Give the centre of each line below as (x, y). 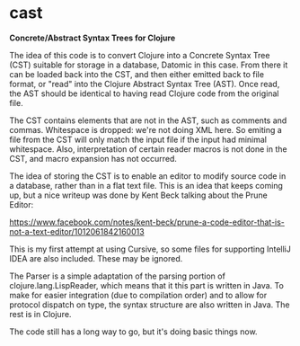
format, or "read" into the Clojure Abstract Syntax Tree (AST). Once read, (145, 84)
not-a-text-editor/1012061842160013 (77, 231)
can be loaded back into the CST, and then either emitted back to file (137, 74)
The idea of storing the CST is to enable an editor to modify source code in (148, 176)
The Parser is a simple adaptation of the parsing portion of (118, 276)
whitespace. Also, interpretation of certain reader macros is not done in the (148, 149)
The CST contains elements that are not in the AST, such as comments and (148, 120)
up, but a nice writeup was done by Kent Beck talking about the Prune (138, 195)
